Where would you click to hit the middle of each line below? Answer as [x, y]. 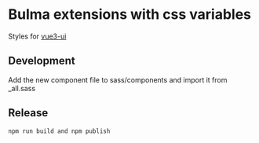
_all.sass [22, 88]
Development [42, 61]
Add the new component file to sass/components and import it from [118, 79]
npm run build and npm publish [59, 131]
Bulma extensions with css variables [130, 15]
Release [28, 113]
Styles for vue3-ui [37, 36]
